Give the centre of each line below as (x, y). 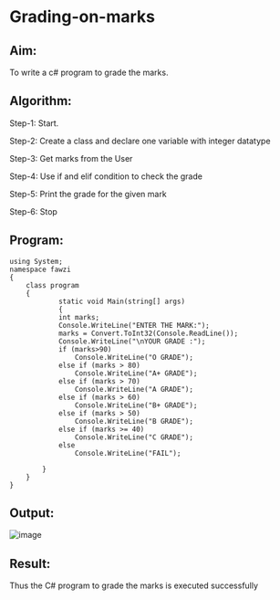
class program (52, 285)
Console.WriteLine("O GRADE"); (134, 357)
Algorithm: (41, 101)
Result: (30, 563)
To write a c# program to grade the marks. (89, 72)
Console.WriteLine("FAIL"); (128, 453)
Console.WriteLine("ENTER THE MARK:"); (134, 325)
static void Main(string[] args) (121, 301)
